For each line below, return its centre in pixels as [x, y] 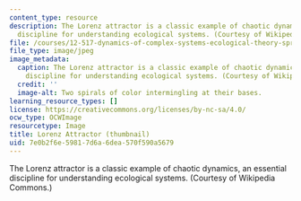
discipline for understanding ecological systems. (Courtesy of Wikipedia [142, 178]
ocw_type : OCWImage [46, 118]
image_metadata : [39, 59]
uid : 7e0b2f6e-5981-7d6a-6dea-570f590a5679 [92, 143]
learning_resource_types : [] [64, 101]
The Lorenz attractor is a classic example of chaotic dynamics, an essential [148, 168]
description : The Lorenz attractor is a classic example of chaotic [140, 26]
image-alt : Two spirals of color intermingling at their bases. [140, 92]
